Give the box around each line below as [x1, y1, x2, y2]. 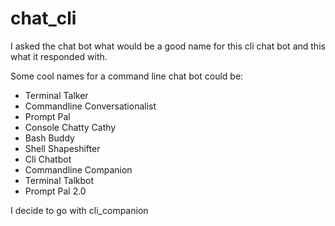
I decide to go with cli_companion [10, 204, 149, 216]
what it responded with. [10, 50, 108, 62]
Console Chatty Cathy [24, 121, 117, 133]
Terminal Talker [24, 89, 89, 101]
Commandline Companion [24, 163, 133, 176]
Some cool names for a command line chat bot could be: [10, 70, 244, 82]
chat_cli [10, 7, 77, 30]
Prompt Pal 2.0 [24, 185, 87, 197]
